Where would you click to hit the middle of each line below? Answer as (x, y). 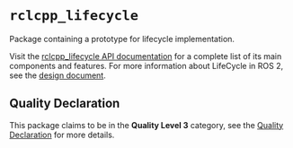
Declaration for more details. (62, 135)
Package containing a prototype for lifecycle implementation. (122, 39)
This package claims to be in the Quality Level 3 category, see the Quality (146, 125)
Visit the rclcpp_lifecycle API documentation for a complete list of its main (146, 56)
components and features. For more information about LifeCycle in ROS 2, (146, 65)
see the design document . (58, 75)
